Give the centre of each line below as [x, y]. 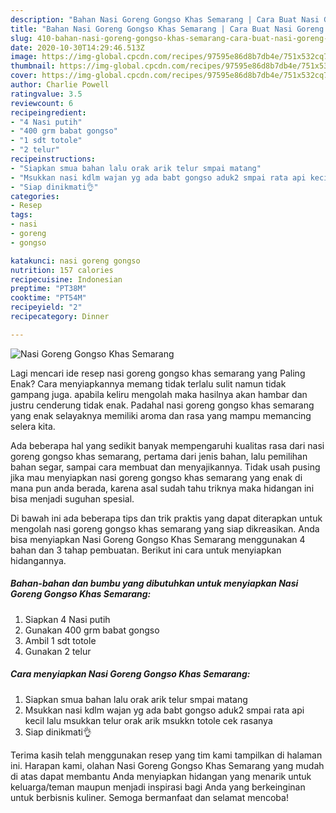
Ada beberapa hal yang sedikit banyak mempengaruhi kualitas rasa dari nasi [167, 445]
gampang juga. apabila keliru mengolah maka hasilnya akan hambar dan [159, 394]
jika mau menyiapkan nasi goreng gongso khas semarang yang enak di [156, 477]
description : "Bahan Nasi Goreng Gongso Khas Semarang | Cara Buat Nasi [165, 19]
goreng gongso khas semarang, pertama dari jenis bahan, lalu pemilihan [159, 456]
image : [24, 57]
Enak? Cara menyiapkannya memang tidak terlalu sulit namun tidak [148, 383]
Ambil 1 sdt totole [60, 640]
